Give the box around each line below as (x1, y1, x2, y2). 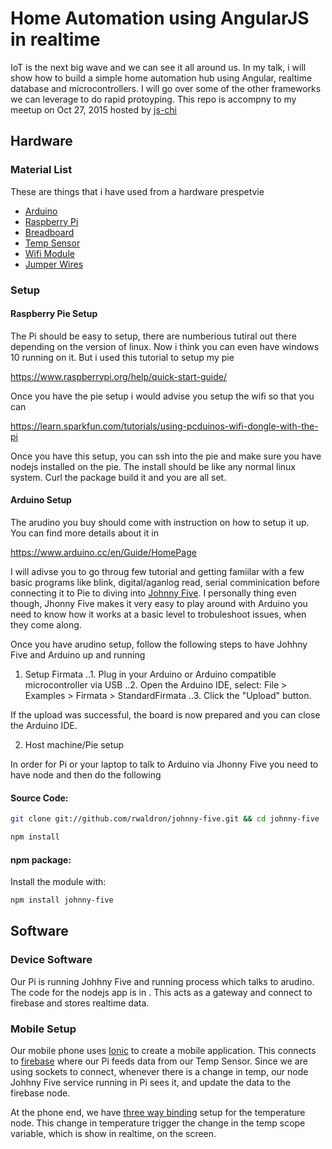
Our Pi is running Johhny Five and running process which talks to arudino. (10, 975, 315, 987)
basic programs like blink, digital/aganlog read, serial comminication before (10, 576, 320, 588)
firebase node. (10, 1087, 71, 1099)
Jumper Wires (24, 258, 84, 270)
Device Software (10, 953, 93, 967)
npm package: (10, 853, 72, 866)
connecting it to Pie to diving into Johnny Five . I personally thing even (10, 587, 297, 599)
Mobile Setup (10, 1022, 77, 1036)
